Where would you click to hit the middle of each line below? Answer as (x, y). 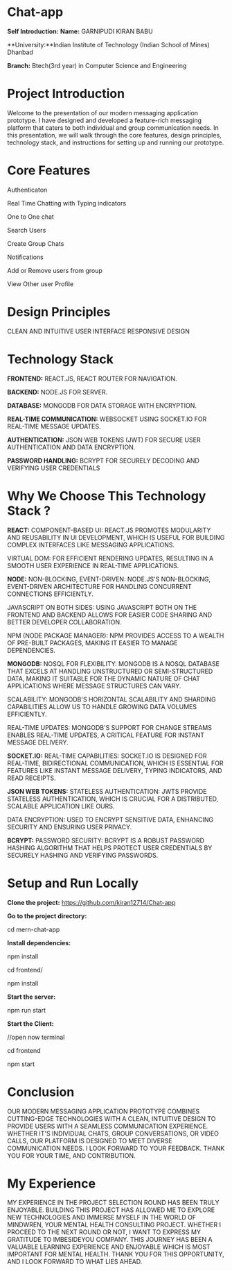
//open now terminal (36, 1037)
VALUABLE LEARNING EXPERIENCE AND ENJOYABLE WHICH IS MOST (109, 1247)
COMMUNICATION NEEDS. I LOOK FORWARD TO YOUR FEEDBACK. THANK (116, 1148)
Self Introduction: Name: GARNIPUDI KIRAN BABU (80, 31)
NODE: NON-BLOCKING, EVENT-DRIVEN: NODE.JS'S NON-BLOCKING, (109, 579)
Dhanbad (20, 52)
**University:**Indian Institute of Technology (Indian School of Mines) (108, 44)
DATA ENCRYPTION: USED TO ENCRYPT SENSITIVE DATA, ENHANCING (110, 820)
